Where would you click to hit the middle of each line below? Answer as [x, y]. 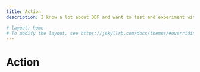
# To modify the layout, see [42, 33]
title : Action [24, 12]
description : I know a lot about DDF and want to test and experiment [96, 17]
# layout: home [25, 28]
